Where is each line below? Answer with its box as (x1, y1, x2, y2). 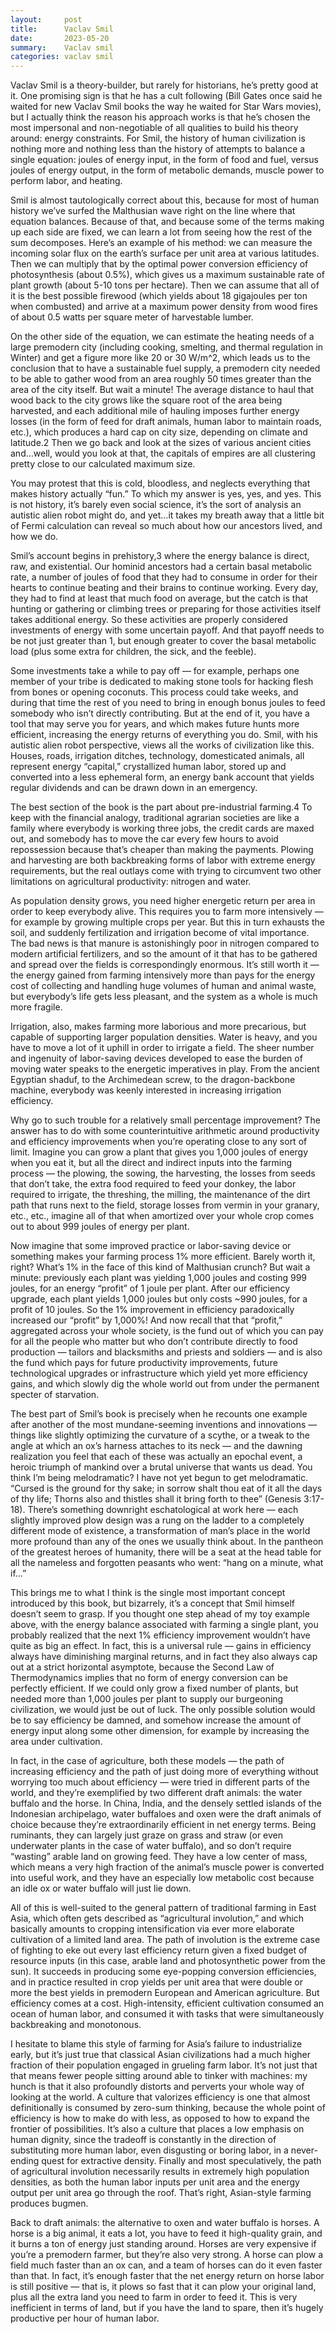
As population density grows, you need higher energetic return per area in (10, 895, 316, 907)
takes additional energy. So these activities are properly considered (10, 614, 288, 626)
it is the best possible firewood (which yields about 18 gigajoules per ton (10, 290, 308, 302)
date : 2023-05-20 (10, 33, 110, 43)
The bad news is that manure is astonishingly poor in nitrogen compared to (10, 937, 320, 950)
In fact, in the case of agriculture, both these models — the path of (10, 1755, 285, 1767)
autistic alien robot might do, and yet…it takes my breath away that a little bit (10, 509, 325, 521)
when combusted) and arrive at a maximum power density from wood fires (10, 301, 319, 313)
